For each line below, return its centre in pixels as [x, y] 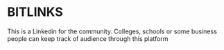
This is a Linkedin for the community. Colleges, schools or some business [112, 31]
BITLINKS [35, 12]
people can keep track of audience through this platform [88, 38]
